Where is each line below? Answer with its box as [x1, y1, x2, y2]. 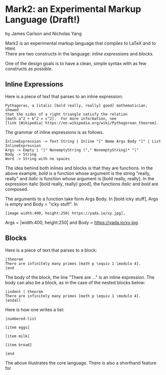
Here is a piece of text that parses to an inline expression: [5, 93, 123, 99]
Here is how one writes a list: [5, 306, 65, 312]
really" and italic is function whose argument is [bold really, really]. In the [5, 175, 155, 181]
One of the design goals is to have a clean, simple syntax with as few [5, 60, 147, 66]
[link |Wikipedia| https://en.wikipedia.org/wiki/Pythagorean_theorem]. [5, 121, 159, 125]
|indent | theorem [5, 289, 43, 294]
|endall [5, 298, 21, 303]
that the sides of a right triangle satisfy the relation [5, 112, 128, 117]
